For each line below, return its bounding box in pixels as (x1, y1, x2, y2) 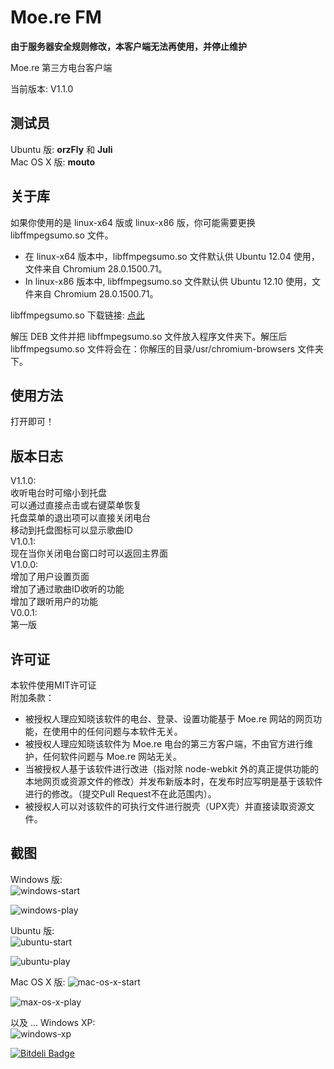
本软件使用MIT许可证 (10, 679, 97, 691)
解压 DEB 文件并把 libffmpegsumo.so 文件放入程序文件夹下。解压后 (10, 330, 288, 342)
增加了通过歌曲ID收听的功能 (10, 583, 125, 595)
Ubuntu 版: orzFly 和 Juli (10, 143, 113, 155)
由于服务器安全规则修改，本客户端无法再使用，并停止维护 (10, 40, 247, 52)
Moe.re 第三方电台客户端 (10, 61, 113, 73)
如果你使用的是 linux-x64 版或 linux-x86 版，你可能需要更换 (10, 216, 256, 228)
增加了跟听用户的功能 (10, 596, 98, 608)
